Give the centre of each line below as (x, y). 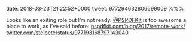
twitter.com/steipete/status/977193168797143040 (67, 33)
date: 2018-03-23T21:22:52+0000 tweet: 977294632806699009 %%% (95, 9)
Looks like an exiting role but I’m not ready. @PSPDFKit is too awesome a (96, 20)
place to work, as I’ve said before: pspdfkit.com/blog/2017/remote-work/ (96, 26)
